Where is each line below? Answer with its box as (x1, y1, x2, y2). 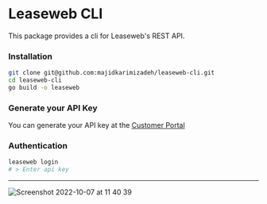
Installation (8, 51, 53, 62)
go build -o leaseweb (8, 83, 80, 91)
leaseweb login (8, 158, 59, 167)
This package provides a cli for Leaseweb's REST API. (8, 31, 185, 40)
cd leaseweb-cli (8, 76, 62, 84)
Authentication (8, 140, 68, 152)
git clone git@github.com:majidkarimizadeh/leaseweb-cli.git (8, 69, 215, 77)
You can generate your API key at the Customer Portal (8, 121, 185, 130)
